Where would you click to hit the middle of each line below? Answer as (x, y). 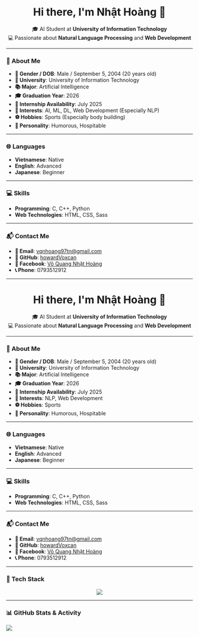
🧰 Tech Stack (25, 579)
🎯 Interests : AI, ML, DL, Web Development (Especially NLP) (87, 111)
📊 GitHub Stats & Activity (44, 613)
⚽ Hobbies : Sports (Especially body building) (70, 117)
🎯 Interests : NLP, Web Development (59, 398)
